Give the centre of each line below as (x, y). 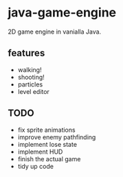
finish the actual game (49, 158)
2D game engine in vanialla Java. (55, 32)
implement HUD (40, 152)
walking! (30, 69)
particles (30, 84)
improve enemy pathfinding (57, 137)
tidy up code (36, 166)
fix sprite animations (46, 130)
